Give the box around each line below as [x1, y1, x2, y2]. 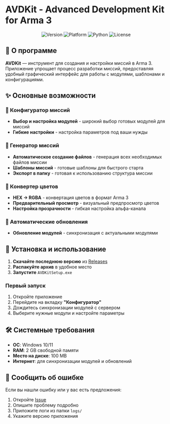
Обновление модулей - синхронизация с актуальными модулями [12, 230, 158, 236]
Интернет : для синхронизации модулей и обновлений [12, 358, 132, 364]
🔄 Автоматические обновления [5, 218, 88, 225]
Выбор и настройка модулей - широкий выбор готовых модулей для [12, 118, 165, 124]
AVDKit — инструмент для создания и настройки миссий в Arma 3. [5, 60, 153, 66]
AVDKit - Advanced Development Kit [5, 4, 165, 15]
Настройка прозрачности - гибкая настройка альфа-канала [12, 205, 146, 211]
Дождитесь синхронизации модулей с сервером [12, 304, 120, 311]
